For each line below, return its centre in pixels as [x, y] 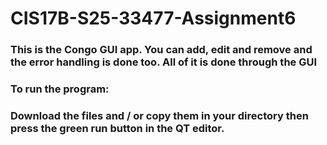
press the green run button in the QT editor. [117, 128]
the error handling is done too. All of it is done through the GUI [164, 62]
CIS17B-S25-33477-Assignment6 [153, 18]
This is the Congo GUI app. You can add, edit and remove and [161, 50]
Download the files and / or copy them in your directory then [159, 115]
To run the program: [60, 89]
